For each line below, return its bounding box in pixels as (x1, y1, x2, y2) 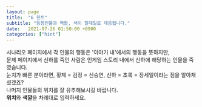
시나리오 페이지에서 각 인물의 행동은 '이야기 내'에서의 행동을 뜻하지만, (6, 49, 170, 56)
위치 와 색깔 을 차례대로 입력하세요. (6, 94, 86, 102)
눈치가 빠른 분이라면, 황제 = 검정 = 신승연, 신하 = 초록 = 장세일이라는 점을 (6, 71, 180, 79)
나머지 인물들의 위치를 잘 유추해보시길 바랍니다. (6, 86, 118, 94)
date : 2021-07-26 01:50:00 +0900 (6, 25, 96, 32)
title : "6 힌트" (6, 15, 47, 21)
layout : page (6, 8, 39, 15)
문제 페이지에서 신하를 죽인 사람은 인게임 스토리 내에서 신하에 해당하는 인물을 (6, 56, 188, 63)
